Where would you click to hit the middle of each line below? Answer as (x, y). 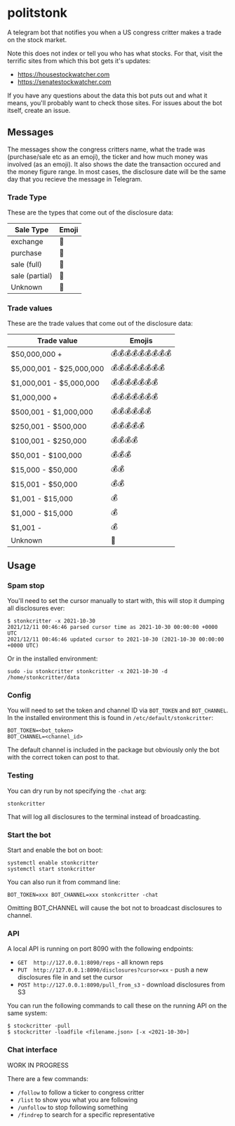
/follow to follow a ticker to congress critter (81, 1092)
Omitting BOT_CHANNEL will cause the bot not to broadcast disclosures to (115, 908)
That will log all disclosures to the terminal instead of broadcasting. (104, 816)
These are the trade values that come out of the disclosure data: (100, 323)
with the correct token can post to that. (63, 757)
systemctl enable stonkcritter (53, 863)
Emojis (141, 341)
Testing (20, 775)
